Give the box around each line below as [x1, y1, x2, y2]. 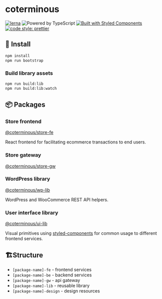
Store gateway [5, 152, 41, 159]
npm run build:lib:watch [5, 86, 57, 91]
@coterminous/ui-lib [5, 221, 47, 227]
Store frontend [5, 118, 41, 125]
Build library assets [5, 70, 53, 77]
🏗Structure [5, 251, 43, 259]
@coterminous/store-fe [5, 129, 53, 135]
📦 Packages [5, 100, 45, 109]
